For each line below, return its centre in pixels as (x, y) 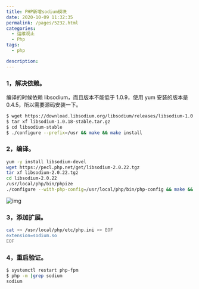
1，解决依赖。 (26, 83)
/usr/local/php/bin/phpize (40, 184)
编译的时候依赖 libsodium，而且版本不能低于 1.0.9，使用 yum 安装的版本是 (97, 97)
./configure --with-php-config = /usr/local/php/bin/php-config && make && (100, 189)
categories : (21, 28)
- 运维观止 (23, 34)
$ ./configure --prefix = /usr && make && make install (74, 133)
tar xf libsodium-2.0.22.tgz (42, 173)
